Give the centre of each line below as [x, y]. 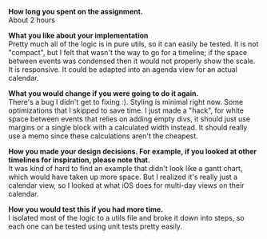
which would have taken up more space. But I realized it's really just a [123, 177]
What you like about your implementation [78, 36]
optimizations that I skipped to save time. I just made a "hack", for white [126, 110]
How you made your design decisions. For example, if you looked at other [133, 151]
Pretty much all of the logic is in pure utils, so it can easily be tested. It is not [133, 44]
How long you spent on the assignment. [76, 12]
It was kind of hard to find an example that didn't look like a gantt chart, [126, 168]
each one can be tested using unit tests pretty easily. [95, 226]
